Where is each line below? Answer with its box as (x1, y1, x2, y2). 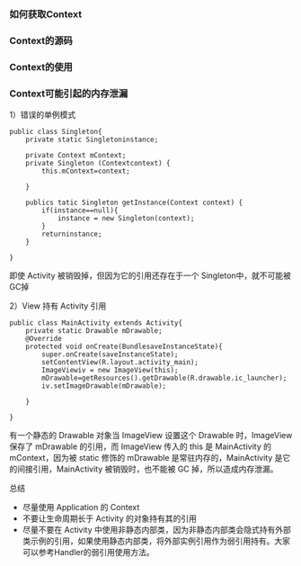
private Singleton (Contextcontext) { (25, 159, 171, 168)
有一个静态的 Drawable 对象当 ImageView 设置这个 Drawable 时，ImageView (9, 430, 293, 441)
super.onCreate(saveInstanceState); (41, 350, 179, 359)
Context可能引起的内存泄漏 (9, 87, 128, 100)
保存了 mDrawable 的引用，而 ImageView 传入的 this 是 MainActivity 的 (9, 441, 272, 452)
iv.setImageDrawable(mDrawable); (41, 382, 167, 391)
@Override (25, 335, 63, 344)
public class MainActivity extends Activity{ (9, 319, 182, 328)
